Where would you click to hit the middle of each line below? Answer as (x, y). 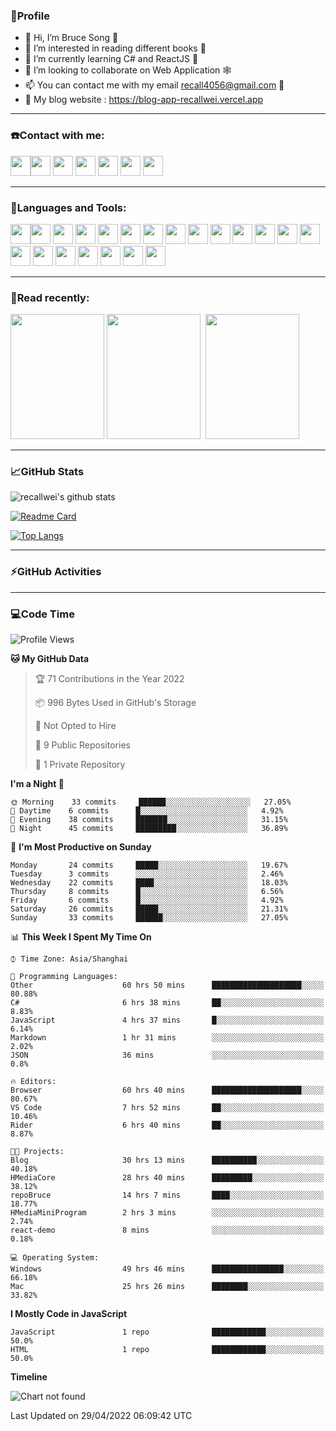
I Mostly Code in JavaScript (69, 1314)
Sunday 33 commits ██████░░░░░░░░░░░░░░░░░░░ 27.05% (149, 918)
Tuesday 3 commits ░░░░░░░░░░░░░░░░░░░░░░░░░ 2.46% (147, 874)
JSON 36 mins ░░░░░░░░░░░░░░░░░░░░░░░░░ (167, 1055)
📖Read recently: (50, 297)
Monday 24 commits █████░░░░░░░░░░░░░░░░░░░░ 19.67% (149, 865)
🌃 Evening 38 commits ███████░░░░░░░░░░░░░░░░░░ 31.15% (149, 820)
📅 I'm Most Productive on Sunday (81, 847)
